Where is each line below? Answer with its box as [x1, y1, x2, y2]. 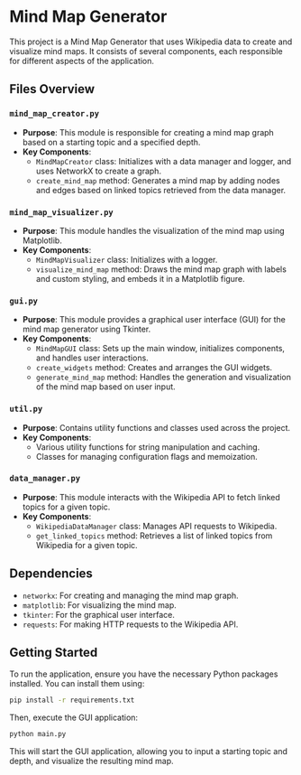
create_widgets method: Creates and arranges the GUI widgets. [35, 362, 273, 373]
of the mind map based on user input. [35, 381, 176, 392]
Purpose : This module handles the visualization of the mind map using [22, 225, 286, 236]
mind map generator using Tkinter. [22, 323, 151, 335]
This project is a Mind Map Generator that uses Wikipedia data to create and [9, 36, 293, 47]
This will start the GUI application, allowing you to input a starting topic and [9, 746, 288, 757]
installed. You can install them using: [9, 678, 145, 689]
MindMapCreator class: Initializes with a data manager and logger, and [35, 155, 292, 166]
